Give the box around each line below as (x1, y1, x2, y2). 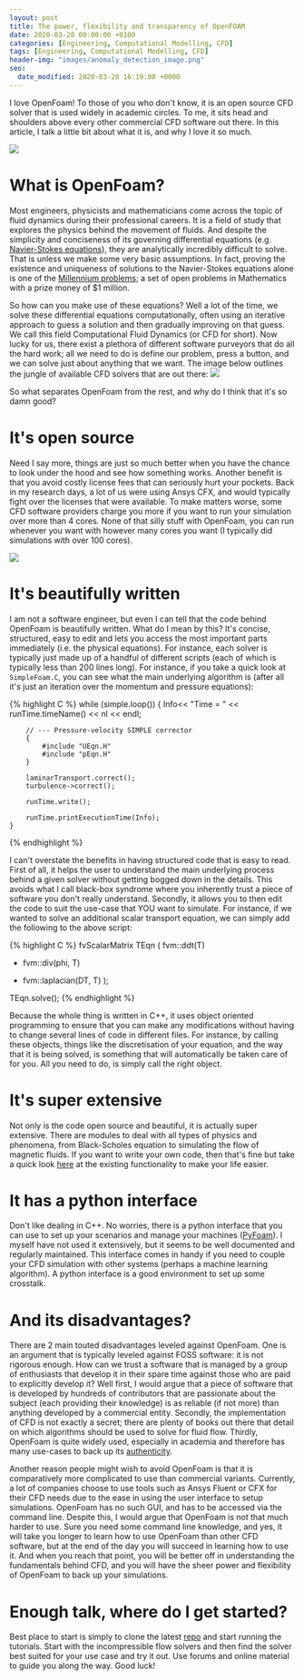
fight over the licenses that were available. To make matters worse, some (9, 496, 283, 506)
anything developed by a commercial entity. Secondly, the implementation (9, 1408, 287, 1419)
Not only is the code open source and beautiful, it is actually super (9, 1120, 258, 1131)
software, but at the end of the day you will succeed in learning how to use (9, 1540, 289, 1552)
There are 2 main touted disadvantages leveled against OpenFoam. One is (9, 1340, 287, 1351)
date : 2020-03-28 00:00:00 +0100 (9, 30, 136, 39)
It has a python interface (9, 1190, 198, 1211)
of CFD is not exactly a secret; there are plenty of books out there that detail (9, 1417, 295, 1428)
